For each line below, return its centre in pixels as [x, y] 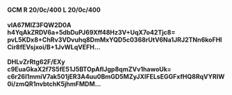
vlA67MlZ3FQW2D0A [39, 25]
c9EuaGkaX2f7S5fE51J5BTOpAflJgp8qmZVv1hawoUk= [89, 69]
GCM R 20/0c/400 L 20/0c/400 [54, 10]
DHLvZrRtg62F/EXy [36, 62]
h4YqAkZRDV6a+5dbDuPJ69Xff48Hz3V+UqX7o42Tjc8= [91, 33]
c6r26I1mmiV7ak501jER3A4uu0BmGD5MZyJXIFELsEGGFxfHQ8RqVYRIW [116, 77]
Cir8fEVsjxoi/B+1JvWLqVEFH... [54, 47]
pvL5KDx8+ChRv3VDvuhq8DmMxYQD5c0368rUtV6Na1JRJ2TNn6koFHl [115, 40]
